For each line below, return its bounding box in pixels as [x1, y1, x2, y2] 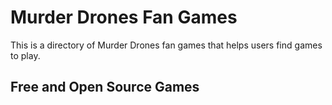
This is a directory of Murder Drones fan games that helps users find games [10, 39, 323, 51]
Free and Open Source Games [10, 79, 200, 96]
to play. [10, 49, 41, 61]
